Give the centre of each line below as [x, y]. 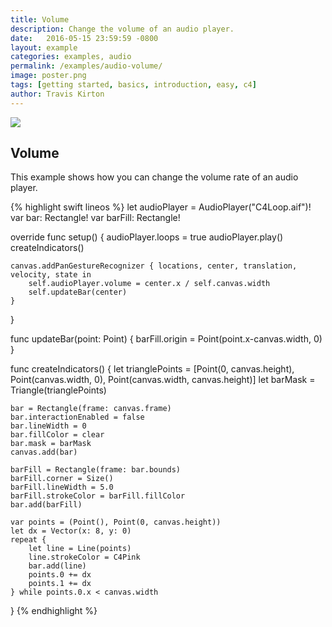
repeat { [28, 540]
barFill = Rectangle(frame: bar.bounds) [96, 470]
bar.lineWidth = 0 [48, 426]
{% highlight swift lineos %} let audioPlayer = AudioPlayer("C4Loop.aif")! [161, 207]
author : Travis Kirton [57, 94]
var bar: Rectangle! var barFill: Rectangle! [95, 218]
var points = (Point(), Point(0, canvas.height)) [116, 522]
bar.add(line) [57, 566]
